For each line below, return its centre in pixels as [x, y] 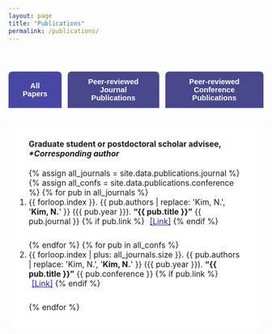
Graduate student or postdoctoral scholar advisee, [125, 144]
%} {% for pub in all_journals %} [89, 193]
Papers [35, 94]
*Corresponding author [74, 154]
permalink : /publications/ [54, 31]
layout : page [30, 16]
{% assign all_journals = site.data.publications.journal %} [134, 173]
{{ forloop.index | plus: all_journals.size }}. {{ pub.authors [134, 255]
